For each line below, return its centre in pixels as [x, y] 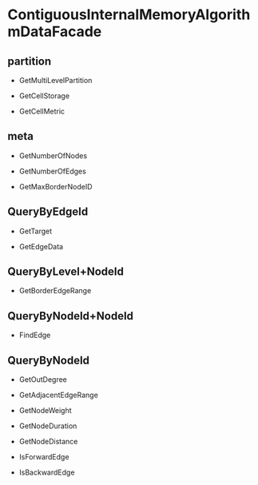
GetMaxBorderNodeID [56, 186]
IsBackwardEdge [47, 472]
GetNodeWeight [46, 411]
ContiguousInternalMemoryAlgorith [129, 15]
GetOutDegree [43, 380]
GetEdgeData [41, 246]
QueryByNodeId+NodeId [70, 316]
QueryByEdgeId [48, 212]
